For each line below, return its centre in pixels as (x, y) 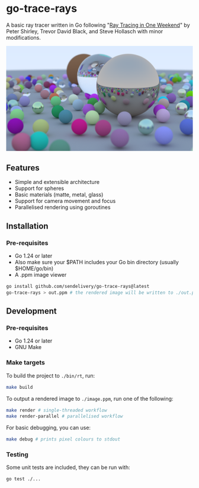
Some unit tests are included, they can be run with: (68, 467)
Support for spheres (39, 188)
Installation (27, 226)
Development (32, 311)
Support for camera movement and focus (65, 201)
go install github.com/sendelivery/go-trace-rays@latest (78, 286)
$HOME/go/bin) (34, 268)
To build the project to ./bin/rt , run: (51, 375)
